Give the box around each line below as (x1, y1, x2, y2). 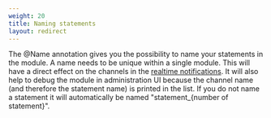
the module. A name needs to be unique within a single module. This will (8, 58, 250, 68)
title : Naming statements (8, 20, 96, 28)
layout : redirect (8, 27, 67, 35)
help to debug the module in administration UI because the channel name (8, 75, 254, 85)
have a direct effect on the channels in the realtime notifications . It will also (8, 67, 259, 76)
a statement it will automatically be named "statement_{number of (8, 93, 229, 103)
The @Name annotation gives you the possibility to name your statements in (8, 50, 264, 59)
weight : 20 (8, 11, 45, 20)
